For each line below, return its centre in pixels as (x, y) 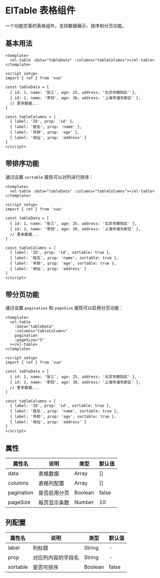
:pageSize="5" (29, 340)
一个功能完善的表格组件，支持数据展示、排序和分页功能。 (66, 26)
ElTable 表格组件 (41, 11)
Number (84, 502)
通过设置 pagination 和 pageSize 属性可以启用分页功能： (65, 308)
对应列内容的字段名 (56, 558)
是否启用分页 (54, 493)
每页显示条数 (54, 503)
